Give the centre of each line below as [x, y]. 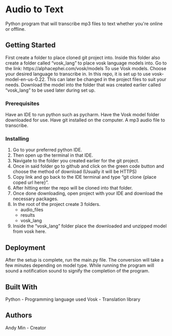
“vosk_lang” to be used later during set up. [51, 90]
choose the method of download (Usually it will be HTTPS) [75, 172]
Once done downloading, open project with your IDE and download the [88, 194]
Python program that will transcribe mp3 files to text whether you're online [84, 24]
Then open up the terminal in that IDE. [53, 155]
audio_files [32, 210]
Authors [19, 315]
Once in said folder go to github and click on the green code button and [88, 166]
